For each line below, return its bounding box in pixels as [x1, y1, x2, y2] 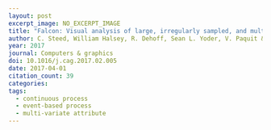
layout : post [8, 11, 52, 20]
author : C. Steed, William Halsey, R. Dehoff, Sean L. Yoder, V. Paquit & [8, 34, 265, 43]
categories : [8, 79, 48, 87]
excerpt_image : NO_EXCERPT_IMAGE [8, 19, 121, 27]
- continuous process [15, 94, 89, 103]
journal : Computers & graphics [8, 49, 114, 57]
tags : [8, 86, 27, 95]
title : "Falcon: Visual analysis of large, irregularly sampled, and [8, 27, 248, 35]
